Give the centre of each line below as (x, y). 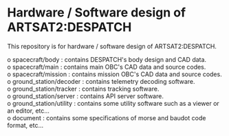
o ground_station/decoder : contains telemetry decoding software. (101, 81)
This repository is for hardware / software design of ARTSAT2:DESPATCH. (112, 46)
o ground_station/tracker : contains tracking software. (83, 89)
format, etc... (25, 125)
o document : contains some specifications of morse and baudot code (107, 117)
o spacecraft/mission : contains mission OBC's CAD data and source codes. (115, 74)
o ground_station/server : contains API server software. (85, 96)
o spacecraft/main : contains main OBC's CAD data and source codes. (107, 67)
